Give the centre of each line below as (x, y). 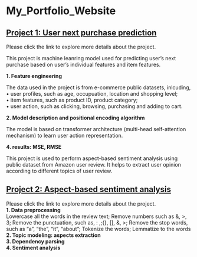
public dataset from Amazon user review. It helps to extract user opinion (94, 165)
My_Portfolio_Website (61, 11)
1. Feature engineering (34, 76)
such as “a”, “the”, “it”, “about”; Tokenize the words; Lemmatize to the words (98, 229)
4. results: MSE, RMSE (34, 147)
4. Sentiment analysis (33, 248)
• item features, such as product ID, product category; (72, 100)
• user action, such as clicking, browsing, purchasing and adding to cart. (94, 106)
